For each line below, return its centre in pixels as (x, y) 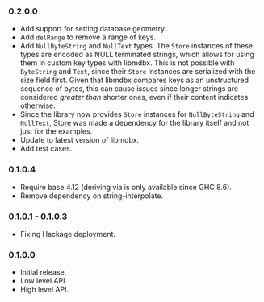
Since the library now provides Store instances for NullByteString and (137, 114)
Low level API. (44, 281)
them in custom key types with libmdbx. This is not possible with (127, 63)
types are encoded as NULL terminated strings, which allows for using (137, 55)
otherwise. (38, 105)
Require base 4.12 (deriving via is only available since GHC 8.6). (126, 187)
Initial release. (43, 272)
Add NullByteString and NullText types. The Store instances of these (136, 46)
